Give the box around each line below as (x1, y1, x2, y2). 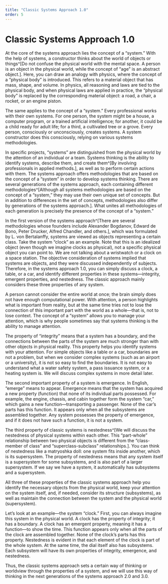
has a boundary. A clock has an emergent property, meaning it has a (5, 521, 147, 527)
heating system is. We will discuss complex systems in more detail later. (5, 370, 154, 376)
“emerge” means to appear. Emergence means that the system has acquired (5, 385, 163, 392)
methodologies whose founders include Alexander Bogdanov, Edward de (5, 223, 156, 229)
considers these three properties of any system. (5, 282, 104, 288)
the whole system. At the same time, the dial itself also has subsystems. (5, 542, 154, 548)
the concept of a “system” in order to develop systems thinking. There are (5, 176, 158, 182)
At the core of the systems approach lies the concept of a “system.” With (5, 50, 156, 56)
